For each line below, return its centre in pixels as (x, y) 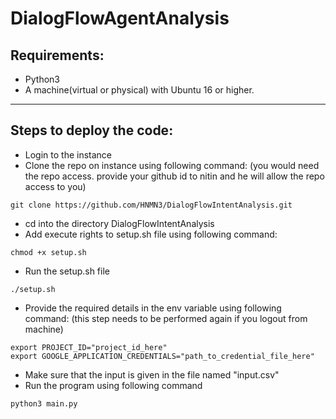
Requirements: (57, 55)
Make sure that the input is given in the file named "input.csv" (152, 374)
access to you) (55, 186)
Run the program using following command (113, 385)
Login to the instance (68, 154)
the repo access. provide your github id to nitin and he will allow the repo (174, 176)
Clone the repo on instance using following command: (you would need (172, 165)
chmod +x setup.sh (48, 252)
